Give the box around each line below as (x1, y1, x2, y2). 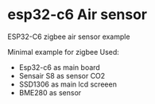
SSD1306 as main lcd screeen (18, 79, 117, 89)
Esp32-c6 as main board (18, 62, 100, 72)
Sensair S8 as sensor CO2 (18, 71, 106, 80)
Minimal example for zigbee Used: (7, 47, 120, 56)
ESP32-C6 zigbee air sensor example (7, 32, 130, 41)
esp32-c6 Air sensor (7, 6, 148, 24)
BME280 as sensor (18, 87, 82, 97)
